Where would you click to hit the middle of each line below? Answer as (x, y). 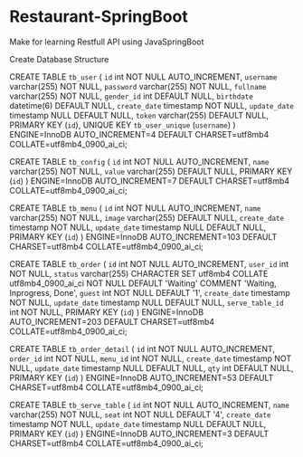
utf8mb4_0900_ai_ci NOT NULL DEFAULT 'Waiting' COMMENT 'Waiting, (143, 283)
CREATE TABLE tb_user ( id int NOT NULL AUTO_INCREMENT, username (143, 76)
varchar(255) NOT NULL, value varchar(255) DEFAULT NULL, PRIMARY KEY (151, 171)
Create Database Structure (59, 59)
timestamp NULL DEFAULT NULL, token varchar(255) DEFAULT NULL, (139, 115)
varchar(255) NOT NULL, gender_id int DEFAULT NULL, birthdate (131, 96)
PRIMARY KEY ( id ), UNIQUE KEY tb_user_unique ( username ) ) (123, 125)
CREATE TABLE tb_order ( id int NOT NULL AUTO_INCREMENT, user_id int (149, 263)
